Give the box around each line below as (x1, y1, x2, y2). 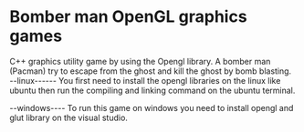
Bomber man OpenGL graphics (9, 6, 248, 27)
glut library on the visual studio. (9, 112, 128, 123)
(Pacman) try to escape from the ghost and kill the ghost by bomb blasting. (9, 66, 292, 76)
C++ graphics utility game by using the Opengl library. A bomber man (9, 56, 271, 66)
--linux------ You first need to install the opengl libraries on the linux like (9, 75, 281, 86)
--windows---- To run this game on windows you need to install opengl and (9, 102, 294, 113)
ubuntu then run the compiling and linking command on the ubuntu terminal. (9, 85, 296, 96)
